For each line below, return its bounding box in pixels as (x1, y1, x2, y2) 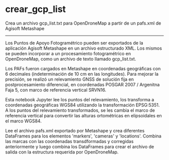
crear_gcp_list (5, 4, 66, 15)
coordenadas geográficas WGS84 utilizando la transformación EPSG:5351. (5, 102, 160, 108)
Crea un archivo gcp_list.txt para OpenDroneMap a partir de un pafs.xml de (5, 20, 161, 26)
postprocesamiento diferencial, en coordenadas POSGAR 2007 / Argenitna (5, 81, 160, 87)
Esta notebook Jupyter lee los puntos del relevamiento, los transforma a (5, 96, 154, 102)
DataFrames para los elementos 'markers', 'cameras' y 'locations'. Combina (5, 133, 162, 139)
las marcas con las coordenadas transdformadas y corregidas (5, 138, 134, 144)
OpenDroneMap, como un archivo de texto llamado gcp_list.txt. (5, 56, 136, 62)
